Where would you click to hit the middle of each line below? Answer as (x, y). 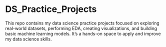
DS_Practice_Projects (51, 9)
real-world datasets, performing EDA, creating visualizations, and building (81, 28)
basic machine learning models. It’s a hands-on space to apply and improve (83, 33)
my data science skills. (28, 39)
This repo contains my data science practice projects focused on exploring (82, 23)
